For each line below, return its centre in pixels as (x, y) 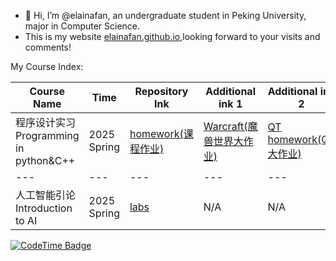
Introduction (44, 208)
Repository (161, 91)
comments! (48, 47)
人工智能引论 (46, 195)
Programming (47, 135)
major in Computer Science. (82, 26)
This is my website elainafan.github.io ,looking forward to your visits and (172, 36)
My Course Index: (47, 66)
